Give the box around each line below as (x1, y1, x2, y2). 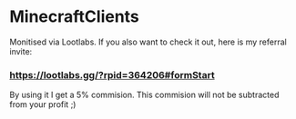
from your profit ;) (9, 99, 77, 110)
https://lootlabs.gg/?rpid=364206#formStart (9, 68, 216, 81)
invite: (9, 45, 33, 56)
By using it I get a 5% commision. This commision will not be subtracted (9, 89, 280, 101)
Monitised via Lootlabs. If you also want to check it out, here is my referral (9, 36, 287, 47)
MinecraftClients (9, 6, 139, 27)
